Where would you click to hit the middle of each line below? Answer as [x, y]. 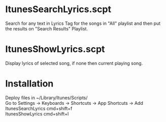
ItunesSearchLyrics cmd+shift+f [39, 108]
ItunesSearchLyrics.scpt [58, 9]
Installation [29, 84]
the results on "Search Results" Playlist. [46, 28]
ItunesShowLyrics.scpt [55, 49]
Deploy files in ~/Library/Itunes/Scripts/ [46, 98]
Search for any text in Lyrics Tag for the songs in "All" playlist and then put [83, 23]
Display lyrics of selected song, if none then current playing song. [74, 63]
